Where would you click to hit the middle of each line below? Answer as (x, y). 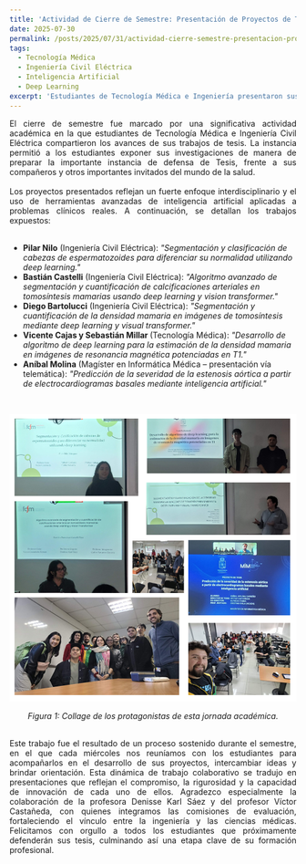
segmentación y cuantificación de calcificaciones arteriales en (141, 286)
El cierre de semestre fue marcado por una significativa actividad (153, 123)
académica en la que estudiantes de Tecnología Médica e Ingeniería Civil (153, 133)
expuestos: (31, 220)
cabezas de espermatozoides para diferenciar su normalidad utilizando (158, 257)
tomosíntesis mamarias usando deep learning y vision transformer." (150, 296)
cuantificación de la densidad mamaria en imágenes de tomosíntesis (153, 316)
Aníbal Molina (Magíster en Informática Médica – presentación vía (147, 364)
